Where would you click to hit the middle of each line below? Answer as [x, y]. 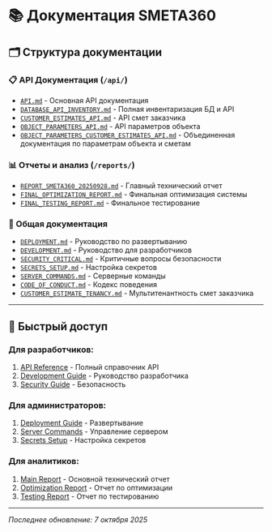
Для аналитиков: [44, 461]
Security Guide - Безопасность [73, 384]
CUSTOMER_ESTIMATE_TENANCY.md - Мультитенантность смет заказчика [137, 294]
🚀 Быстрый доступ [58, 326]
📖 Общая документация [58, 224]
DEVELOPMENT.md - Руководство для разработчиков [106, 250]
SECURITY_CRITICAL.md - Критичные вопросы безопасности [121, 259]
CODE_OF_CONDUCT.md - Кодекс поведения [89, 285]
